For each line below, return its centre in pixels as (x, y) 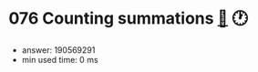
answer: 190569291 (58, 50)
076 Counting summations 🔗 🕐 (129, 19)
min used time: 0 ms (60, 59)
